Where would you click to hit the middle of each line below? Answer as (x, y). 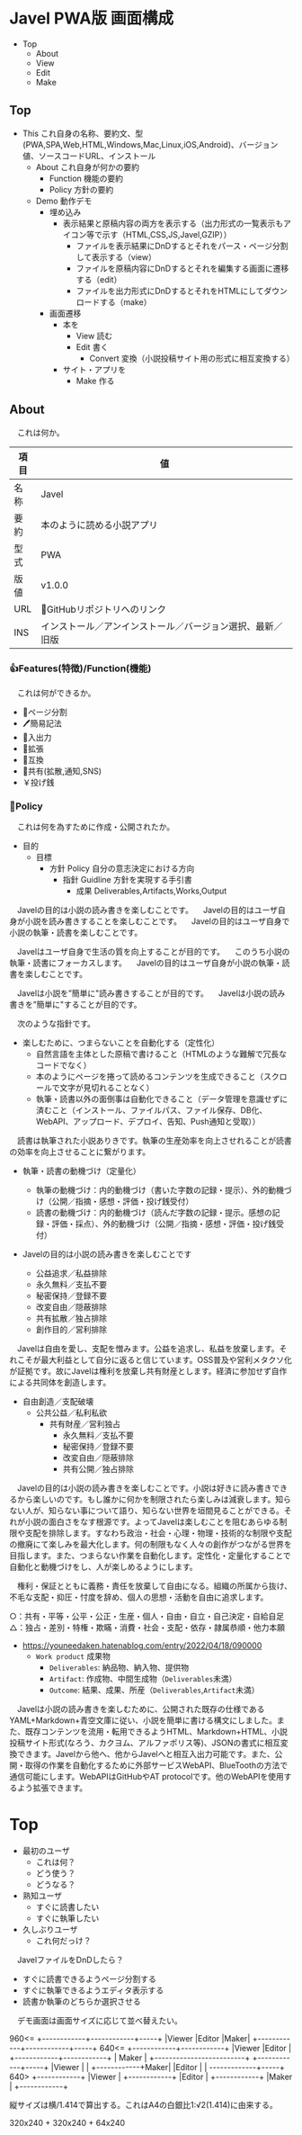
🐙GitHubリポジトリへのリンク (103, 609)
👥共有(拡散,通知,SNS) (62, 771)
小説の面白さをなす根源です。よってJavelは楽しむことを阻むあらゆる (152, 1522)
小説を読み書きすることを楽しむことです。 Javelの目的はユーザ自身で (157, 921)
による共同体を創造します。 (60, 1383)
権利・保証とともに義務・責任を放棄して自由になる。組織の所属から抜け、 (154, 1586)
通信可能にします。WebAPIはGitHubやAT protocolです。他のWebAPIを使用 (147, 1777)
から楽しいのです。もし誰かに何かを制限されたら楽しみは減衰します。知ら (154, 1500)
